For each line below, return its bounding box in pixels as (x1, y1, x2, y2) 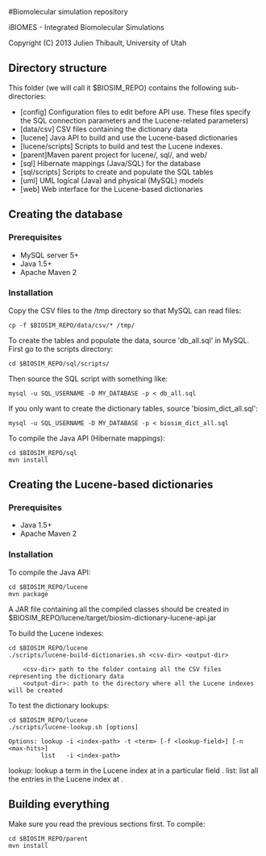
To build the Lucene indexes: (8, 628, 105, 638)
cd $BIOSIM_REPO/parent (8, 834, 89, 842)
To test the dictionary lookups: (8, 700, 110, 710)
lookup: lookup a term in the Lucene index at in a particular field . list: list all (8, 766, 259, 775)
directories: (8, 91, 47, 101)
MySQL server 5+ (19, 250, 79, 260)
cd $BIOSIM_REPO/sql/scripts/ (8, 359, 110, 368)
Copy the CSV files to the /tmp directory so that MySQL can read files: (8, 306, 242, 315)
